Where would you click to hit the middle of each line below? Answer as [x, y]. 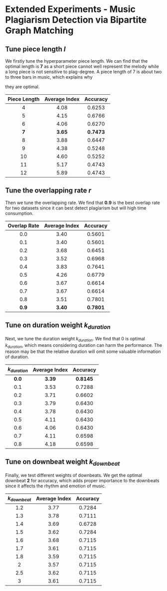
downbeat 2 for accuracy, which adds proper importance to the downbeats [82, 480]
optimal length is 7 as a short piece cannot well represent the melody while [82, 66]
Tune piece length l [35, 49]
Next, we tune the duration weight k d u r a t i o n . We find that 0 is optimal [75, 339]
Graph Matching [39, 31]
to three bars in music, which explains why [49, 77]
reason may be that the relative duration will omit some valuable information [83, 351]
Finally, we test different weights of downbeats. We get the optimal [74, 475]
